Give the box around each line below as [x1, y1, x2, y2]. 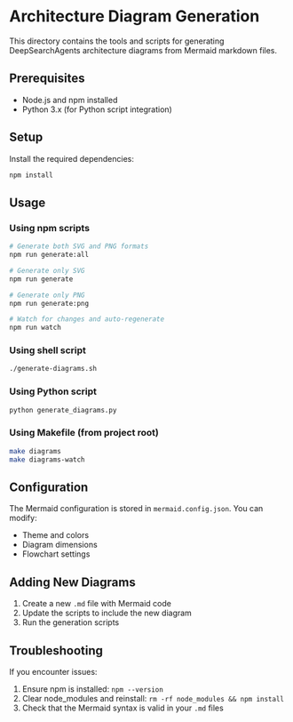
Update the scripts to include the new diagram [21, 607, 193, 619]
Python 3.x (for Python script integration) [21, 104, 173, 115]
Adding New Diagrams [9, 574, 136, 590]
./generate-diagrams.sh [9, 365, 98, 373]
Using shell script [9, 344, 87, 357]
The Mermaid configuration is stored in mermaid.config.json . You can [9, 503, 264, 514]
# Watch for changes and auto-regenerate [9, 315, 165, 324]
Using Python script [9, 385, 98, 397]
